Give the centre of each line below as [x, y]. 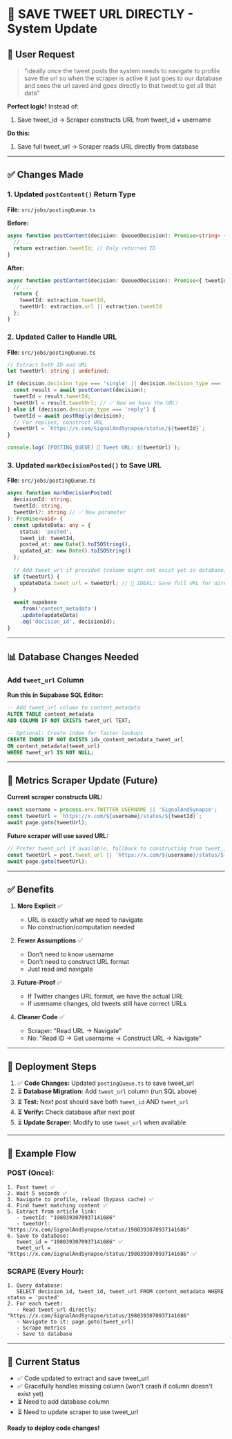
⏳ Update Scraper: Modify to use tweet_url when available [101, 1122]
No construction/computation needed [81, 927]
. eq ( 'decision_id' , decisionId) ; [68, 622]
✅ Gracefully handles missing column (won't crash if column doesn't [115, 1386]
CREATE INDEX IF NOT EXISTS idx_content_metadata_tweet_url [96, 739]
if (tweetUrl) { [37, 577]
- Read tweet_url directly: [57, 1310]
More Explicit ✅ [40, 906]
